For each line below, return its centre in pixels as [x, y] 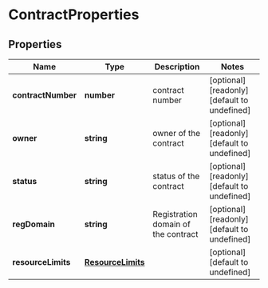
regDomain [34, 224]
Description [177, 67]
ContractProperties [74, 15]
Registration [175, 214]
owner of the [177, 133]
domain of [172, 224]
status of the [176, 176]
